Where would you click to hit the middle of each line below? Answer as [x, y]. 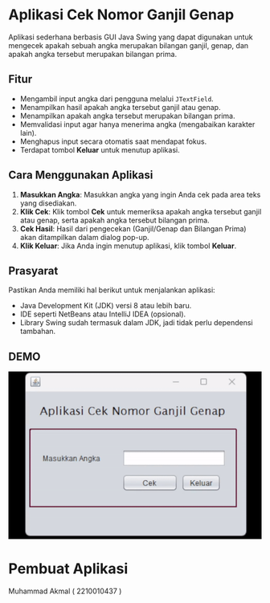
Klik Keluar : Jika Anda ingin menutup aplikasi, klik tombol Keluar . [128, 246]
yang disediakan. [48, 203]
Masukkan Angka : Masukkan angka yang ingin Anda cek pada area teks [140, 194]
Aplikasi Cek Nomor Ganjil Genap [121, 15]
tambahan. [38, 332]
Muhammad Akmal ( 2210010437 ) [65, 591]
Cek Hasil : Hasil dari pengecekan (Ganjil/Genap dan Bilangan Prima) [133, 228]
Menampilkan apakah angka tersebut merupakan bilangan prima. [127, 116]
